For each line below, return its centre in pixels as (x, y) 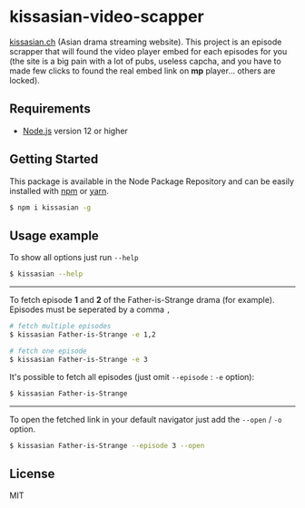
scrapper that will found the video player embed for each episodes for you (148, 51)
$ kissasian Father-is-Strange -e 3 (79, 359)
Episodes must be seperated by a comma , (90, 309)
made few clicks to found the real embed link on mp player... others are (143, 71)
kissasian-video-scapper (107, 17)
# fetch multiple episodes (60, 327)
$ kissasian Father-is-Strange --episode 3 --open (107, 445)
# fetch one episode (49, 351)
